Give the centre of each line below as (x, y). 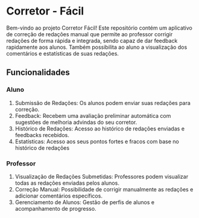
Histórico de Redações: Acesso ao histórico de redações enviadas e (100, 129)
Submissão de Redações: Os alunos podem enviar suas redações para (103, 103)
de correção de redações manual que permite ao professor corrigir (90, 34)
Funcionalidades (38, 73)
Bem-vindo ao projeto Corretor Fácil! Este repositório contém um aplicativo (99, 28)
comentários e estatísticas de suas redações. (63, 53)
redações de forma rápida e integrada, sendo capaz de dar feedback (92, 40)
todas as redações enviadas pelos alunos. (67, 183)
